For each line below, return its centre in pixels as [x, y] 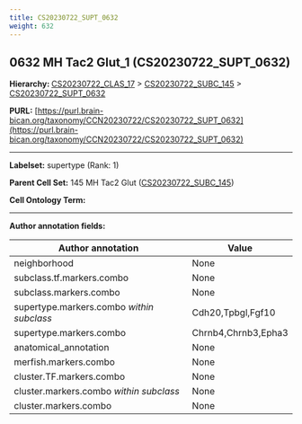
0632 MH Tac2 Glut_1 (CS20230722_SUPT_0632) [150, 62]
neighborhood [44, 263]
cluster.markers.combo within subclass [97, 392]
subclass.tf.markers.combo [71, 278]
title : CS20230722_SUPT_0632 [64, 18]
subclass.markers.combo [67, 293]
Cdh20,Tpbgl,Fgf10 [234, 313]
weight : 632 [31, 26]
